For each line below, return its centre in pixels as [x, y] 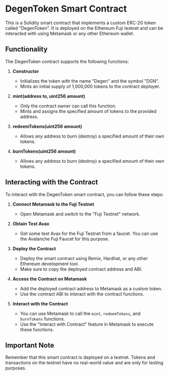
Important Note [30, 345]
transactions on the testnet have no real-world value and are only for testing [84, 363]
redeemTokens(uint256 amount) [47, 126]
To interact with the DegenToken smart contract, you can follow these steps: [84, 194]
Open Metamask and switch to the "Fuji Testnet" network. [80, 214]
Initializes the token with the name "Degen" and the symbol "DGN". [90, 81]
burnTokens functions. [42, 319]
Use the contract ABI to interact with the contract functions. [82, 294]
